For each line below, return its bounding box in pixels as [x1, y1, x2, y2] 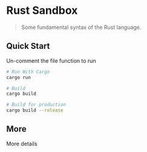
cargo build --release [6, 107, 64, 113]
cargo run [6, 74, 31, 80]
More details [6, 140, 38, 147]
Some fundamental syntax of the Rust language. [21, 24, 142, 31]
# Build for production [6, 102, 67, 108]
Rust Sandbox [6, 4, 78, 17]
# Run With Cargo [6, 69, 50, 75]
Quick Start [6, 41, 50, 51]
